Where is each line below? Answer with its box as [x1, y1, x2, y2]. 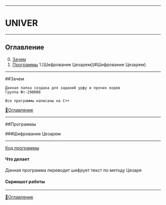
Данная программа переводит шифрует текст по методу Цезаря [5, 167, 142, 173]
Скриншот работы [5, 178, 45, 184]
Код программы [5, 145, 40, 151]
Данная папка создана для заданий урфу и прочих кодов [5, 85, 121, 90]
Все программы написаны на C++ [5, 98, 70, 103]
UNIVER [5, 18, 38, 29]
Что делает [5, 156, 30, 162]
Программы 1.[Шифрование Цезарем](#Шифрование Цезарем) [12, 61, 146, 67]
